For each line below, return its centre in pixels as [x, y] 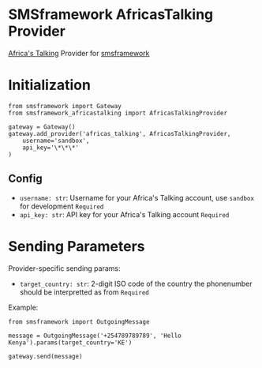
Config [25, 179]
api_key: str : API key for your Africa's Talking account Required [124, 214]
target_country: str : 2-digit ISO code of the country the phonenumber [136, 284]
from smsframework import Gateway [65, 106]
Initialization [49, 85]
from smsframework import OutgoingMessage [79, 321]
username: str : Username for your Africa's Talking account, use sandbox [137, 197]
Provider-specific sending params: [64, 268]
